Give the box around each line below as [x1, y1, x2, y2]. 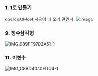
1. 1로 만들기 [5, 4, 32, 11]
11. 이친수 [5, 54, 26, 61]
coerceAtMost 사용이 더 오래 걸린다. [5, 16, 75, 22]
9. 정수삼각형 [5, 30, 34, 37]
